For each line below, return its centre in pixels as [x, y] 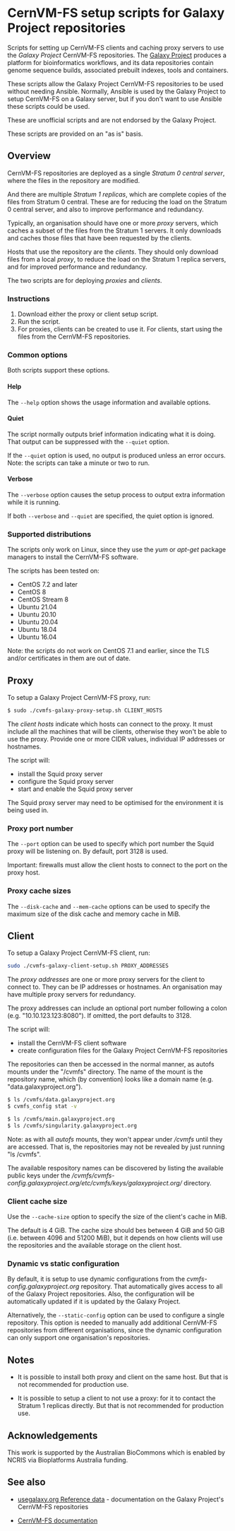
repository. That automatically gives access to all [152, 1286]
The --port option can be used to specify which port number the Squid [111, 844]
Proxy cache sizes [40, 891]
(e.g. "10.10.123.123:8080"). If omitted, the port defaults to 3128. [100, 1016]
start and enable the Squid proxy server [75, 789]
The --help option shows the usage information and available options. [109, 402]
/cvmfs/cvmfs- [93, 1175]
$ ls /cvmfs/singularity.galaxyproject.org [72, 1125]
